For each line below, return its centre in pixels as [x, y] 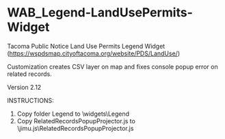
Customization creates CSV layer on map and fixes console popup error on [112, 66]
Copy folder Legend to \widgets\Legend [73, 114]
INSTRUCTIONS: [30, 100]
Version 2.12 [24, 87]
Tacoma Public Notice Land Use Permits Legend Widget [86, 46]
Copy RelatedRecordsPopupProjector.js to [76, 121]
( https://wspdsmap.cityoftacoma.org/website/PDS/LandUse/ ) [93, 53]
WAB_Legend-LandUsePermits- [100, 13]
